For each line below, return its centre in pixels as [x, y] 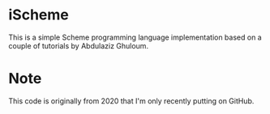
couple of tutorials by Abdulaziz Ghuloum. [78, 45]
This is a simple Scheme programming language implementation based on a [135, 37]
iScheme [39, 15]
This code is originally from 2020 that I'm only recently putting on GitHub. [131, 101]
